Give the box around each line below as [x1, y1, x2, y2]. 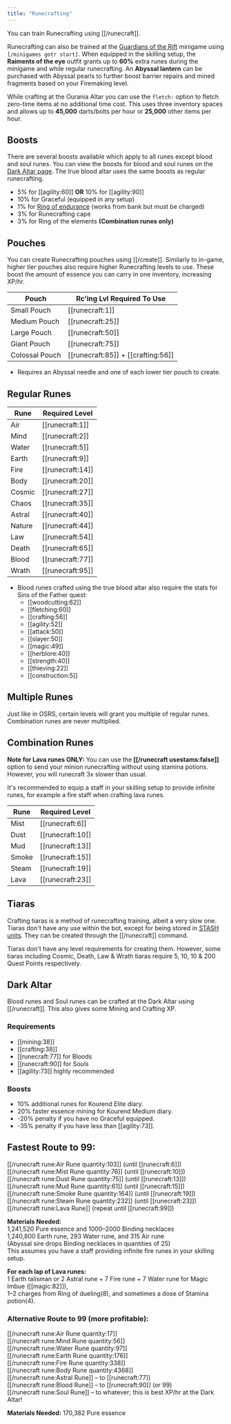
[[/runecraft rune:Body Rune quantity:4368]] [7, 1366, 134, 1374]
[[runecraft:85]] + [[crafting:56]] [68, 350, 174, 360]
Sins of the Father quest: [17, 591, 88, 599]
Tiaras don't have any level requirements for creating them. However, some [7, 944, 221, 952]
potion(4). [7, 1296, 36, 1305]
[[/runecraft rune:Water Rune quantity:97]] [7, 1344, 128, 1352]
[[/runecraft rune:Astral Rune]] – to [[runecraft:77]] [7, 1374, 151, 1382]
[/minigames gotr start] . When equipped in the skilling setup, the [7, 50, 197, 58]
